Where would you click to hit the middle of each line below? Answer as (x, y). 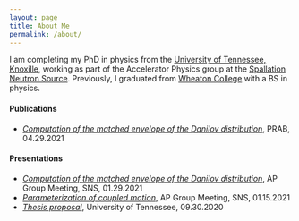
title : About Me (39, 26)
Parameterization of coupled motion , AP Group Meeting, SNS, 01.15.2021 (156, 197)
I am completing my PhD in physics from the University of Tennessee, (138, 60)
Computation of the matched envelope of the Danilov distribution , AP (149, 178)
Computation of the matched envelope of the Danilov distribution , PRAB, (156, 128)
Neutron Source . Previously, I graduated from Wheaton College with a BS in (149, 79)
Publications (33, 108)
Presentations (36, 158)
